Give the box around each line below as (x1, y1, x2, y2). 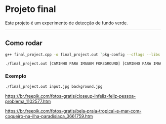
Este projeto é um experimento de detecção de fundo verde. (5, 20, 128, 26)
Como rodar (5, 39, 43, 48)
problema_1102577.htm (5, 98, 51, 104)
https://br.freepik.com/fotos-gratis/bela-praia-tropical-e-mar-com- (5, 108, 142, 114)
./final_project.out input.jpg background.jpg (5, 84, 103, 89)
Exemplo (5, 73, 27, 80)
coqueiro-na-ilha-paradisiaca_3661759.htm (5, 113, 93, 119)
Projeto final (5, 3, 56, 15)
